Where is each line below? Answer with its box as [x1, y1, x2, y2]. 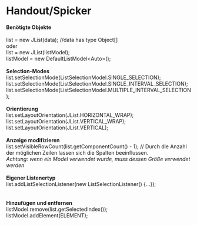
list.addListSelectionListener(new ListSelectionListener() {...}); [6, 180, 156, 187]
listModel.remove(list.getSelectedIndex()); [6, 206, 108, 213]
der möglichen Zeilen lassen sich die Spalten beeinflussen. [6, 149, 149, 156]
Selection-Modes [6, 67, 50, 74]
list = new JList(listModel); [6, 48, 71, 56]
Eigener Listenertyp [6, 174, 56, 181]
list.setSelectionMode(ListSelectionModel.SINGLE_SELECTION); [6, 74, 161, 81]
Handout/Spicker [6, 4, 92, 18]
